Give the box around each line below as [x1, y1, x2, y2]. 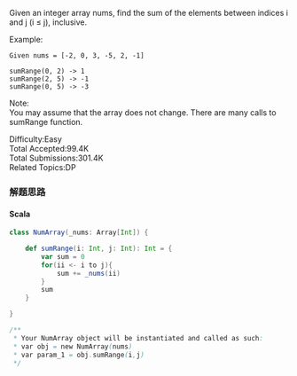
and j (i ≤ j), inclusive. [9, 17, 87, 27]
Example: [9, 35, 43, 44]
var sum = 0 [41, 252, 86, 261]
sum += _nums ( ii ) [56, 269, 121, 278]
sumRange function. [9, 117, 83, 127]
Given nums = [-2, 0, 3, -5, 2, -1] [9, 51, 145, 60]
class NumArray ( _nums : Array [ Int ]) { [9, 228, 149, 238]
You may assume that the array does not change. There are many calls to [9, 107, 277, 118]
